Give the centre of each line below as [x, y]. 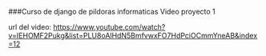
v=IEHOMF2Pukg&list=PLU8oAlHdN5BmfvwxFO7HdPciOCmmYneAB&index [133, 36]
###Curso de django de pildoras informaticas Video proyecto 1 [112, 12]
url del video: [30, 27]
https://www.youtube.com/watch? [109, 27]
